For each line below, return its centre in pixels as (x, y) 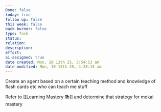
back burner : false (26, 29)
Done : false (18, 10)
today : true (18, 15)
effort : (14, 52)
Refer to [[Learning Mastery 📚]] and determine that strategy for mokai (79, 97)
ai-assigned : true (25, 57)
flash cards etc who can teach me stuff (47, 87)
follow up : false (24, 19)
